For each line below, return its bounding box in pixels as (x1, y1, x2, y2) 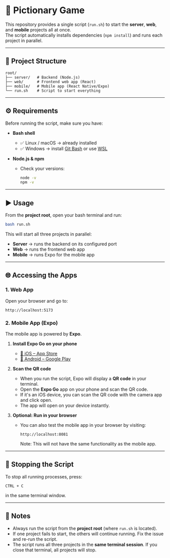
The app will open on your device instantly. (20, 402, 110, 408)
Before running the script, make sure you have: (5, 120, 103, 126)
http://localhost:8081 (20, 432, 68, 437)
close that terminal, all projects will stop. (12, 547, 97, 553)
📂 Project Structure (5, 57, 67, 65)
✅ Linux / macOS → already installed (20, 139, 97, 146)
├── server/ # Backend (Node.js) (5, 75, 80, 80)
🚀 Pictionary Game (5, 5, 85, 16)
